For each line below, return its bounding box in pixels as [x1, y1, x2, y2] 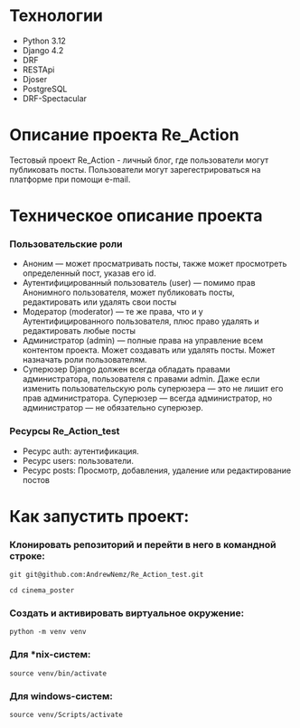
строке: [9, 549, 45, 562]
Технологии [9, 5, 104, 26]
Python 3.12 [22, 35, 66, 46]
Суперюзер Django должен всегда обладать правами [22, 364, 230, 375]
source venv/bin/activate [9, 668, 107, 678]
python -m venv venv [9, 628, 88, 637]
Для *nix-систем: [9, 648, 91, 661]
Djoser [22, 73, 48, 84]
